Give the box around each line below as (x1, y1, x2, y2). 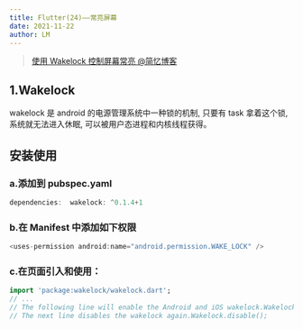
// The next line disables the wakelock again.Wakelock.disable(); (9, 311, 269, 320)
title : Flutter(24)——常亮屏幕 (9, 13, 117, 23)
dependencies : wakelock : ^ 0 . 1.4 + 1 (9, 197, 143, 207)
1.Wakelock (9, 82, 76, 97)
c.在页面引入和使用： (9, 265, 102, 278)
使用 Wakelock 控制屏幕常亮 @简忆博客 (31, 56, 178, 67)
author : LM (9, 30, 50, 39)
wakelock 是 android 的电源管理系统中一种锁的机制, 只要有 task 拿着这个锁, (9, 107, 289, 118)
